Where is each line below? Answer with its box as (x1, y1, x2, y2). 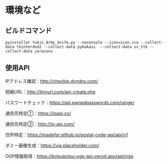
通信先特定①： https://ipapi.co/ (5, 110, 72, 116)
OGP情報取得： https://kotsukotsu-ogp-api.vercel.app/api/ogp (5, 153, 134, 159)
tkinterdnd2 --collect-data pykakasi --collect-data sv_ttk (16, 44, 148, 49)
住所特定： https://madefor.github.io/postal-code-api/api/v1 (5, 132, 128, 138)
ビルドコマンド (5, 26, 52, 35)
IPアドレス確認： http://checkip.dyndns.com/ (5, 78, 98, 84)
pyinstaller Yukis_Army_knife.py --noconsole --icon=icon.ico (5, 40, 139, 45)
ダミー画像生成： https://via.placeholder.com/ (5, 142, 99, 148)
